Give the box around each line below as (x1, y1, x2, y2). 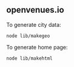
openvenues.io (6, 5, 65, 15)
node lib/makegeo (6, 33, 50, 39)
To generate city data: (6, 21, 62, 28)
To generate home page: (6, 43, 68, 51)
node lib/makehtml (6, 55, 53, 62)
